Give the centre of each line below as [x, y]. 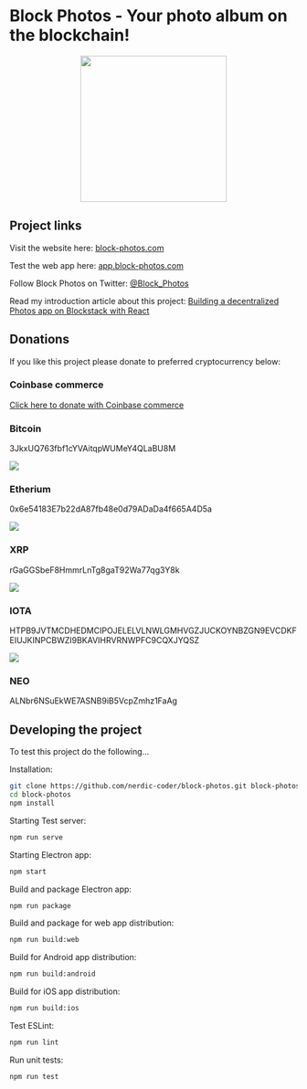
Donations [40, 339]
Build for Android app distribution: [73, 957]
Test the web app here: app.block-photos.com [97, 265]
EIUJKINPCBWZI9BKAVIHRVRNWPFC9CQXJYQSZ [105, 640]
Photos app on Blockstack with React [79, 311]
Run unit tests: [37, 1060]
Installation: [31, 769]
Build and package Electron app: [71, 889]
